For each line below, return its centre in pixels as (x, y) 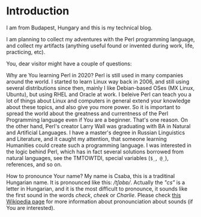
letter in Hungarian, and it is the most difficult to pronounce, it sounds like (97, 189)
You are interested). (31, 207)
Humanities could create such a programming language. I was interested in (99, 145)
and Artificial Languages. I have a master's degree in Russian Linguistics (96, 132)
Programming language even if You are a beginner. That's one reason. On (97, 120)
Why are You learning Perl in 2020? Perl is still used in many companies (95, 75)
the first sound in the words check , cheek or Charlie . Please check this (94, 195)
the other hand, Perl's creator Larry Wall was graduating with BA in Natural (98, 126)
